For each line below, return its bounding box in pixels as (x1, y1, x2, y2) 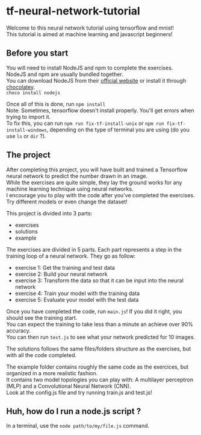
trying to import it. (6, 113, 51, 120)
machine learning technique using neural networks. (6, 185, 134, 192)
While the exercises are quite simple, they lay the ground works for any (6, 179, 182, 186)
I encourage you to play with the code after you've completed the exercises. (6, 191, 195, 198)
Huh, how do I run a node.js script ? (6, 406, 141, 416)
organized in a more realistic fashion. (6, 369, 98, 376)
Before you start (6, 48, 69, 59)
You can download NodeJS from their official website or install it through (6, 77, 187, 84)
